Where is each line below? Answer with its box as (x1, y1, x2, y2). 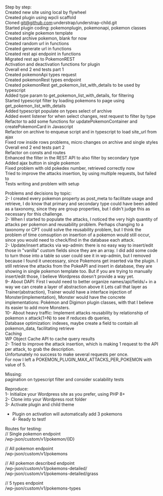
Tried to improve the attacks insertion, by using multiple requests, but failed (5, 171, 157, 176)
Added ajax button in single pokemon (5, 160, 80, 166)
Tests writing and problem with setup (5, 181, 79, 186)
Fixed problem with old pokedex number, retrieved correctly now (5, 165, 135, 171)
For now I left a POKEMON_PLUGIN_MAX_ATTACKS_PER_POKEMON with (5, 357, 152, 362)
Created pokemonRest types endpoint (5, 77, 81, 83)
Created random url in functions (5, 41, 69, 46)
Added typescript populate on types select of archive (5, 108, 112, 114)
